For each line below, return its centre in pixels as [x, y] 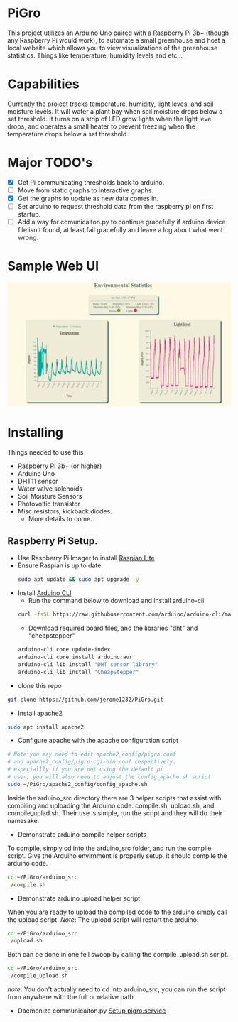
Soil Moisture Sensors [50, 496]
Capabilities [43, 84]
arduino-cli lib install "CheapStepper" [78, 672]
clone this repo [39, 685]
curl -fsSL [34, 615]
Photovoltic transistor [49, 504]
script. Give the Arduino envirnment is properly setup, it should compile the [117, 855]
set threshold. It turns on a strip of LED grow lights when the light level [110, 119]
